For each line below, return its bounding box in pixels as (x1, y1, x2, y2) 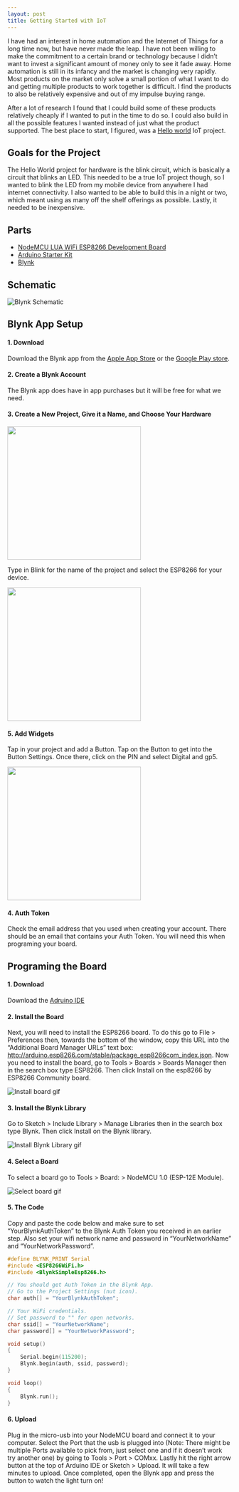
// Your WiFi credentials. (7, 1308, 87, 1315)
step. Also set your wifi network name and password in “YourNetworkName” (7, 1233, 232, 1243)
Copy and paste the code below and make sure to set (7, 1219, 164, 1227)
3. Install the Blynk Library (7, 1103, 87, 1112)
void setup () (7, 1340, 46, 1347)
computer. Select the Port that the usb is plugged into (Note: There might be (7, 1438, 230, 1446)
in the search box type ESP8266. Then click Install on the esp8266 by (7, 1066, 212, 1075)
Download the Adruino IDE (7, 996, 85, 1004)
